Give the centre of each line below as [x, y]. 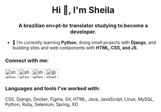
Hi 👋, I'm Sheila [83, 10]
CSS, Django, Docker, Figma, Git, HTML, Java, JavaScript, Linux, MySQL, [80, 99]
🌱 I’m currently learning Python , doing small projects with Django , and [84, 43]
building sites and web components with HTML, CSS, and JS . [75, 48]
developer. [83, 32]
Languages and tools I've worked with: [53, 88]
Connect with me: [27, 60]
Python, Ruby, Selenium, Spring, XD [42, 105]
